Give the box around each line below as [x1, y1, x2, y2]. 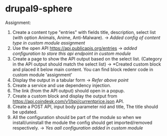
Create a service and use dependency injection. [12, 82, 111, 88]
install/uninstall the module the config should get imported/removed [12, 119, 152, 125]
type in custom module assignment [12, 39, 85, 45]
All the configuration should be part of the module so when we [12, 114, 141, 120]
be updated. [12, 108, 37, 115]
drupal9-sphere [5, 3, 72, 14]
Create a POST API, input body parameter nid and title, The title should [12, 103, 158, 109]
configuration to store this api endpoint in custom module [12, 50, 131, 56]
